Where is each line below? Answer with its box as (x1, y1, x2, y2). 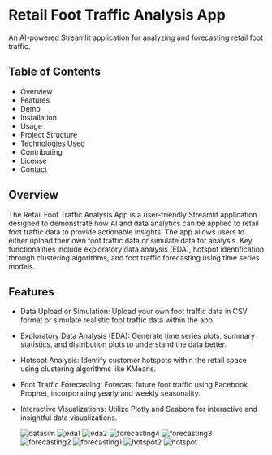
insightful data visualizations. (19, 413, 118, 422)
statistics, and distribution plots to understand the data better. (19, 339, 227, 349)
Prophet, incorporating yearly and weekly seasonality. (19, 388, 201, 398)
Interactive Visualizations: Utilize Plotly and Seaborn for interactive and (19, 405, 258, 414)
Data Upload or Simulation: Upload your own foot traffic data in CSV (19, 307, 248, 317)
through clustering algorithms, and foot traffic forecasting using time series (8, 252, 260, 262)
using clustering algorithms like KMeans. (19, 364, 157, 374)
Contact (19, 164, 47, 174)
